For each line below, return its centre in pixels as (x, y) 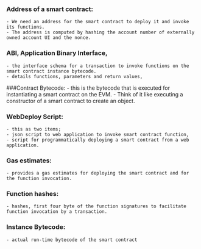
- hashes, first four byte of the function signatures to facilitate (97, 206)
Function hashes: (33, 194)
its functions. (26, 27)
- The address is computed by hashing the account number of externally (100, 32)
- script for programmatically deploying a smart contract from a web (98, 140)
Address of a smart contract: (50, 9)
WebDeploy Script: (35, 117)
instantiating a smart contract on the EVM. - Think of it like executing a (95, 94)
